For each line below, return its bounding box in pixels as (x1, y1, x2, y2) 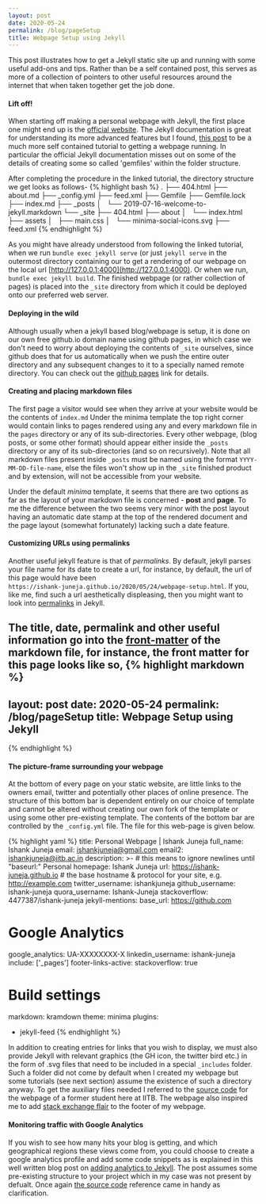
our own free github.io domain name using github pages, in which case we (8, 334, 252, 344)
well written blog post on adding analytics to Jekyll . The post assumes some (8, 1163, 257, 1172)
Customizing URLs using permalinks (8, 538, 131, 548)
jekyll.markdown (8, 208, 62, 217)
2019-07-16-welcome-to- (123, 199, 207, 208)
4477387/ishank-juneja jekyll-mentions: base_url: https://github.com (8, 896, 232, 905)
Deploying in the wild (8, 308, 79, 318)
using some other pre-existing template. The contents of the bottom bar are (8, 813, 255, 823)
